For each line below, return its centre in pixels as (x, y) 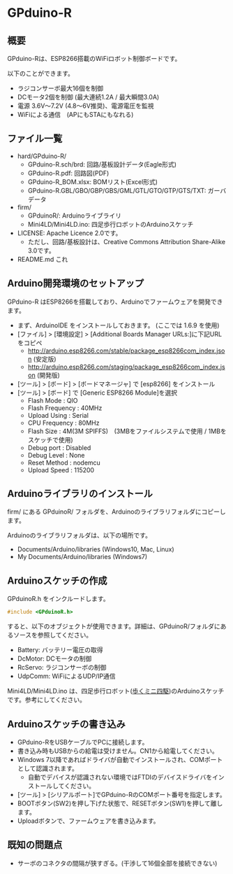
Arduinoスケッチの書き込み (66, 724)
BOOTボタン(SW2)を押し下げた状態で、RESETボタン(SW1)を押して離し (120, 803)
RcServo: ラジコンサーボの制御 (62, 668)
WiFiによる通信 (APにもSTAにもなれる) (75, 114)
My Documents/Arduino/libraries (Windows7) (82, 557)
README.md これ (43, 259)
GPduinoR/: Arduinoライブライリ (75, 216)
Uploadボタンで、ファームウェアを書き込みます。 (88, 821)
